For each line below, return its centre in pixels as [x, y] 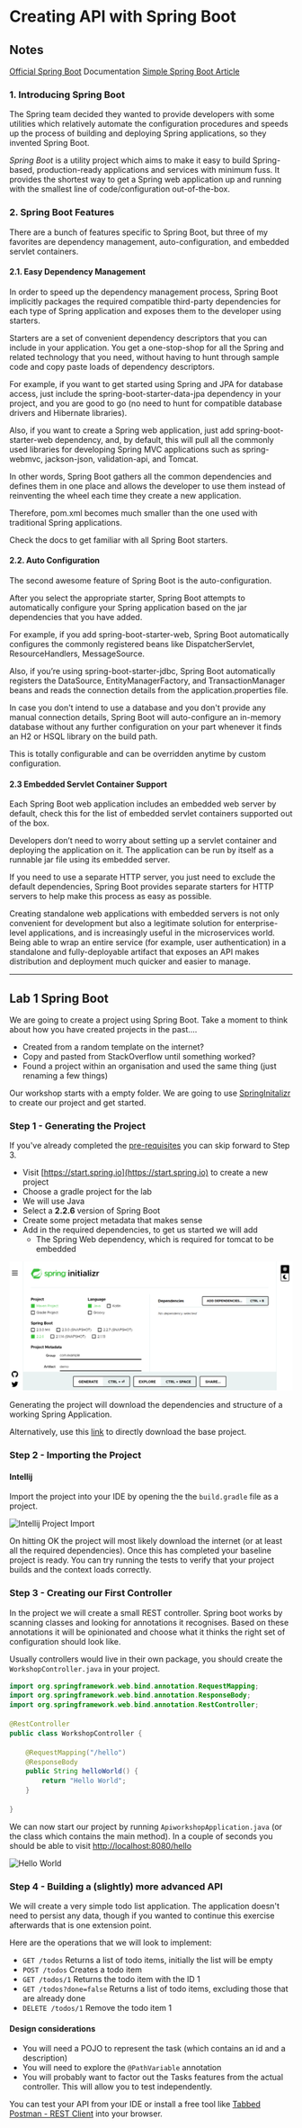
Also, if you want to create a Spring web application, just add [122, 430]
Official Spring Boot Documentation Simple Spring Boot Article [124, 71]
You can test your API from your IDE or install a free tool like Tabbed [135, 2105]
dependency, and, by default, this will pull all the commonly [164, 439]
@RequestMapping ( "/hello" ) [76, 1753]
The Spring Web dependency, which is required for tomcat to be [155, 1240]
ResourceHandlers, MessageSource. [77, 654]
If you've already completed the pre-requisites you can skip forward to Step [150, 1146]
